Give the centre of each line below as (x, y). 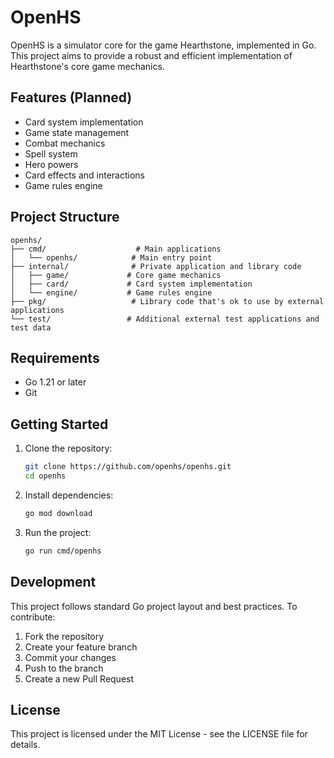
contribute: (33, 617)
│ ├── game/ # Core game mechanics (116, 275)
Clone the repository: (68, 448)
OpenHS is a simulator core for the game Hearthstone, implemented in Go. (163, 45)
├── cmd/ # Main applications (116, 249)
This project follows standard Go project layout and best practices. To (154, 606)
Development (53, 582)
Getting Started (59, 424)
